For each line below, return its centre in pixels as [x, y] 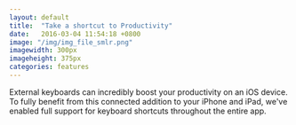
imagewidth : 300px [43, 51]
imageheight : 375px [45, 59]
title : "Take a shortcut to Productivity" [91, 26]
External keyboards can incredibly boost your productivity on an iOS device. [148, 92]
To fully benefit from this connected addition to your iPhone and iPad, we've [148, 101]
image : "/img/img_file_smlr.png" [71, 42]
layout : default [39, 17]
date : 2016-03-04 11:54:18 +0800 [75, 34]
